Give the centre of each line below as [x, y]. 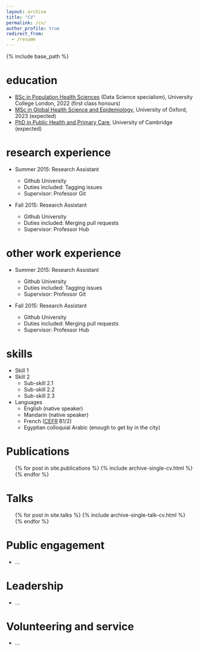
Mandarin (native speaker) [56, 414]
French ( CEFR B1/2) [48, 421]
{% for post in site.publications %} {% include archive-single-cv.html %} [104, 468]
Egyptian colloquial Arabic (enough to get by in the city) [92, 427]
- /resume [24, 39]
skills [19, 354]
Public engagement [55, 545]
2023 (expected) [35, 116]
